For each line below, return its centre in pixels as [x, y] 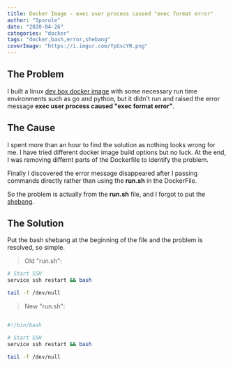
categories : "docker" [39, 33]
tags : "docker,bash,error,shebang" [59, 40]
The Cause [31, 128]
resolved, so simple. [36, 248]
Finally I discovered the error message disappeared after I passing [102, 173]
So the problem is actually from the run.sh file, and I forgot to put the [106, 194]
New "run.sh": [45, 306]
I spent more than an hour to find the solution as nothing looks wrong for [111, 144]
